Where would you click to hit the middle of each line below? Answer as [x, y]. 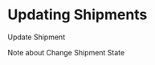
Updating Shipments [77, 15]
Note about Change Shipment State [66, 52]
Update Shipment [37, 37]
